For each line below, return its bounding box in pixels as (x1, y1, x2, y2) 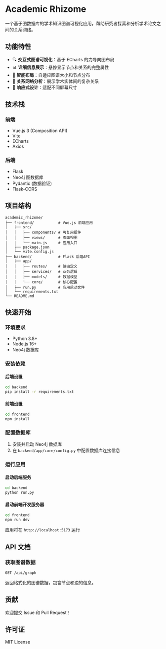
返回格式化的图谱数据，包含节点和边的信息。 (5, 579, 96, 585)
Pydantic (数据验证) (12, 180, 52, 186)
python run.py (5, 490, 35, 495)
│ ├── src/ (5, 224, 32, 229)
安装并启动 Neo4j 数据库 (12, 441, 62, 447)
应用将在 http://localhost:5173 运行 (5, 527, 81, 533)
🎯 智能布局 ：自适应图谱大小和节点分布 (12, 72, 90, 78)
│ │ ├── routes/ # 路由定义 (5, 263, 78, 269)
